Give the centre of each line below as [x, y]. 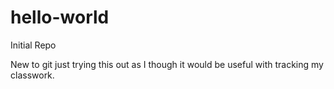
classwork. [32, 75]
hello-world [60, 17]
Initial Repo [33, 45]
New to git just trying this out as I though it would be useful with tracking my [167, 64]
